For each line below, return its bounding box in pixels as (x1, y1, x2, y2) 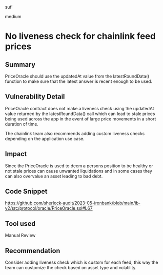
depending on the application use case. (5, 136, 84, 141)
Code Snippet (5, 187, 48, 196)
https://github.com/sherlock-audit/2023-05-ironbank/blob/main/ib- (5, 200, 141, 206)
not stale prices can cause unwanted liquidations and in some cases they (5, 168, 152, 174)
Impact (5, 150, 27, 158)
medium (5, 14, 21, 19)
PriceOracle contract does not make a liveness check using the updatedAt (5, 105, 155, 111)
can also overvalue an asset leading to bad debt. (5, 173, 103, 179)
